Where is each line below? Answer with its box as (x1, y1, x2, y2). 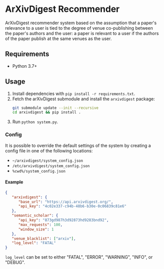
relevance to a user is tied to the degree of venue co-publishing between (5, 25, 153, 31)
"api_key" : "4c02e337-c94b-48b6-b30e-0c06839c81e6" (18, 204, 127, 209)
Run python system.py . (12, 119, 58, 125)
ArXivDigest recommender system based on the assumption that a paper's (5, 20, 157, 26)
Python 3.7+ (12, 63, 37, 69)
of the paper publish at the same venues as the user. (5, 36, 112, 42)
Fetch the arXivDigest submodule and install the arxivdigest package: (12, 95, 155, 102)
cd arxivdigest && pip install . (12, 110, 81, 115)
